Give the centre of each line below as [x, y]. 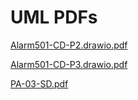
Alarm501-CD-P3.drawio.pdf [69, 64]
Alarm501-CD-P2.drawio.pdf [69, 45]
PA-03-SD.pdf [39, 83]
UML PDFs [54, 17]
